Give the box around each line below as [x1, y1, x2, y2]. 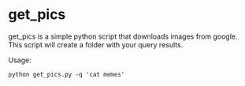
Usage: [8, 55, 32, 65]
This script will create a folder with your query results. [8, 39, 184, 49]
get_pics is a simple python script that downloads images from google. [8, 32, 238, 41]
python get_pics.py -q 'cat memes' [8, 70, 125, 78]
